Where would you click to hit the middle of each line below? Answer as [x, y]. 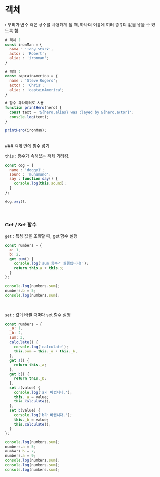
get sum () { [22, 259]
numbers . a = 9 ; [20, 456]
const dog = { [20, 165]
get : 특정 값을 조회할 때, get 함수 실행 [41, 236]
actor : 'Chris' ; [27, 85]
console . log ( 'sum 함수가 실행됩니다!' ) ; [51, 264]
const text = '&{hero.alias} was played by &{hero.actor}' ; [72, 113]
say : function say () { [33, 179]
